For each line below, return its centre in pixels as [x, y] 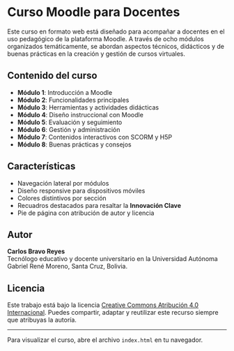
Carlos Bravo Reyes [36, 251]
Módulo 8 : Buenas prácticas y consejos [75, 144]
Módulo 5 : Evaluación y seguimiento [70, 122]
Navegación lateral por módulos [63, 183]
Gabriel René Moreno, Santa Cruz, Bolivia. [67, 267]
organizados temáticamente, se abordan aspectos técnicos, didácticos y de [116, 46]
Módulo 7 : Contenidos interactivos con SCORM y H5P [95, 137]
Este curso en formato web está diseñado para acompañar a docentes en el [116, 31]
